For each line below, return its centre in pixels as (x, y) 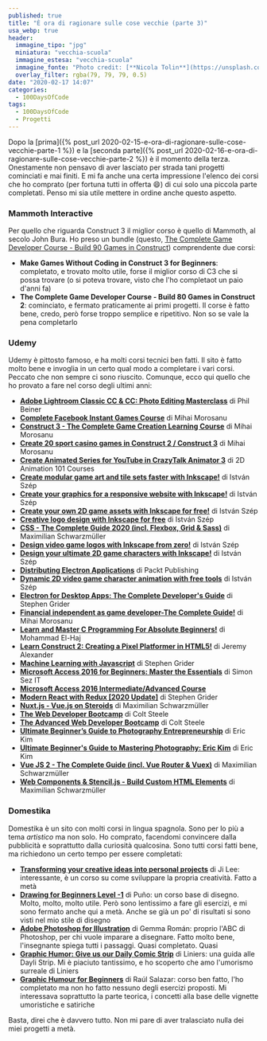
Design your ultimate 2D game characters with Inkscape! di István (130, 554)
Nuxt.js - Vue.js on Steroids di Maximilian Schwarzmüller (114, 706)
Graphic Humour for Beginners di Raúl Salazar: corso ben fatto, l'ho (132, 979)
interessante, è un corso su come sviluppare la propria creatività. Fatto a (138, 878)
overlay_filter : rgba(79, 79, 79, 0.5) (81, 75)
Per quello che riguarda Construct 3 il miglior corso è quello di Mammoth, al (132, 231)
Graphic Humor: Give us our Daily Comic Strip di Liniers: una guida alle (137, 953)
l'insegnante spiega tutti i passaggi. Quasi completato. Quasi (119, 945)
